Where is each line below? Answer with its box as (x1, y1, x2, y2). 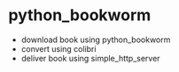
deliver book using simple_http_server (20, 53, 160, 63)
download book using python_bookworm (20, 34, 171, 45)
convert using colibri (20, 43, 97, 54)
